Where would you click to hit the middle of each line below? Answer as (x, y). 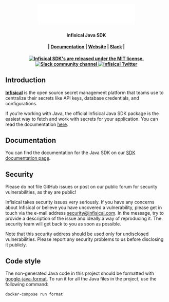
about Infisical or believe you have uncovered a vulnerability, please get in (84, 207)
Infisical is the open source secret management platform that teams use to (85, 92)
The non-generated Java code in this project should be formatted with (80, 273)
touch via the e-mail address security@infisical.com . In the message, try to (85, 213)
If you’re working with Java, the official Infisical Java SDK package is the (82, 113)
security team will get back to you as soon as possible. (63, 224)
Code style (23, 261)
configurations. (21, 103)
